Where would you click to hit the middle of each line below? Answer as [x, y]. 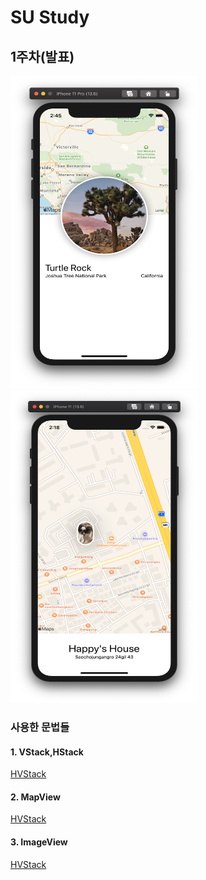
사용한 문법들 [40, 727]
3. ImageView [39, 842]
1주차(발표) [42, 56]
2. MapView [35, 797]
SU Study [50, 17]
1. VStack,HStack [47, 752]
